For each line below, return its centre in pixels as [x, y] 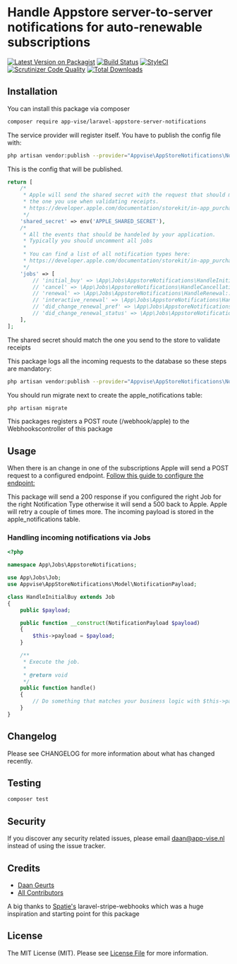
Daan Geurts [36, 885]
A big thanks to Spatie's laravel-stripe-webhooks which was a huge [105, 906]
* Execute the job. [51, 662]
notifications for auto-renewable [105, 27]
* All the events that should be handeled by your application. [120, 234]
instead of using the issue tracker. [56, 846]
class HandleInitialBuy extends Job [61, 597]
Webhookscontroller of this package [60, 429]
